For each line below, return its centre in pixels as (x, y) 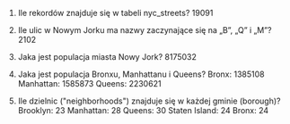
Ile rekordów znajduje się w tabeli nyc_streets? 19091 (115, 13)
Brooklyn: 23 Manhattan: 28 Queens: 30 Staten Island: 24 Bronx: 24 (143, 110)
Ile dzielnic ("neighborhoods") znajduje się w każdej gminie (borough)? (149, 101)
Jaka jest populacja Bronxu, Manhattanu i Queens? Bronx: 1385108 (141, 74)
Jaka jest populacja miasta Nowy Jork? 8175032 (107, 57)
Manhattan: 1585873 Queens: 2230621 (89, 83)
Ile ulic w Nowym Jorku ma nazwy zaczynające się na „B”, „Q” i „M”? (145, 30)
